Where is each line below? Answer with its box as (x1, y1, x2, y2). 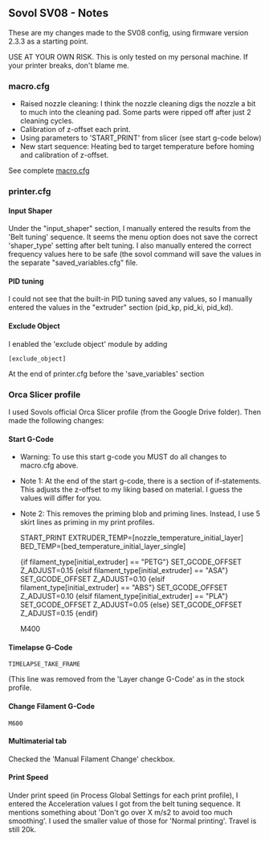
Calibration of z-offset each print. (19, 125, 131, 134)
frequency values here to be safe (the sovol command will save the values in (8, 249, 262, 259)
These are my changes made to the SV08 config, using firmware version (8, 27, 249, 37)
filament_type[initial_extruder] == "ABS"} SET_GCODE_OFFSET (19, 583, 228, 592)
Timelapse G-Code (8, 642, 73, 652)
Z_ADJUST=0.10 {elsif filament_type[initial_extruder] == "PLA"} (19, 592, 229, 601)
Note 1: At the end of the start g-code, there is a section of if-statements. (19, 476, 262, 486)
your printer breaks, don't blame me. (8, 60, 130, 70)
